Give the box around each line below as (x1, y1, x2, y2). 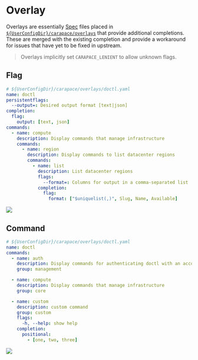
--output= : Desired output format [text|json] (11, 103, 128, 109)
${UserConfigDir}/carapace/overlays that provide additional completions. (6, 29, 184, 36)
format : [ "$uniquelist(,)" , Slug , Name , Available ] (48, 196, 178, 202)
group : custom (16, 309, 51, 316)
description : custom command (16, 304, 88, 310)
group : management (16, 266, 62, 272)
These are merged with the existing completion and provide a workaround (6, 35, 186, 42)
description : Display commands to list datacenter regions (27, 152, 176, 158)
